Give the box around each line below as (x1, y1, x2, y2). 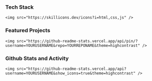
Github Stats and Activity (5, 55, 69, 62)
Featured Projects (5, 27, 50, 34)
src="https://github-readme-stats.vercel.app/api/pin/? (16, 38, 138, 44)
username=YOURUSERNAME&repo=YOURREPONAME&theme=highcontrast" (5, 43, 140, 48)
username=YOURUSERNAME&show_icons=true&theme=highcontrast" (5, 70, 136, 76)
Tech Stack (5, 4, 34, 11)
